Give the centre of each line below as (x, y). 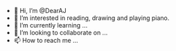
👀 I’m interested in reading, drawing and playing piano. (91, 18)
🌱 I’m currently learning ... (51, 25)
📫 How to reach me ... (46, 40)
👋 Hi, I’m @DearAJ (40, 11)
